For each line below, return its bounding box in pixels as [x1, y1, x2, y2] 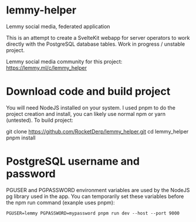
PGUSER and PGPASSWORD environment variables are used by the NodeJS [6, 186, 190, 193]
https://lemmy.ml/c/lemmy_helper [6, 64, 87, 71]
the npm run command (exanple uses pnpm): [6, 199, 115, 206]
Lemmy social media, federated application [6, 23, 110, 30]
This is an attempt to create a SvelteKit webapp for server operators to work [6, 34, 190, 41]
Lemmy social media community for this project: [6, 58, 123, 65]
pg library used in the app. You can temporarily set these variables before [6, 193, 184, 200]
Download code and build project [6, 85, 171, 98]
